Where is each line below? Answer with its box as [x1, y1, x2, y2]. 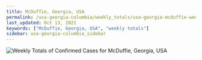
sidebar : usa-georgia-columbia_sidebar [6, 31, 106, 37]
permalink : [6, 14, 34, 20]
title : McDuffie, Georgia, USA [6, 8, 85, 15]
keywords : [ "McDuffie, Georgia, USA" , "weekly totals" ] [6, 25, 149, 31]
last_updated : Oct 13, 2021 [6, 20, 77, 26]
